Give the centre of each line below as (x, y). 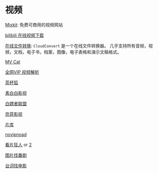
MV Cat (13, 62)
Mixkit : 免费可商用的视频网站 (34, 25)
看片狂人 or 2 (18, 144)
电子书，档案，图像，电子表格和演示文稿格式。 (74, 52)
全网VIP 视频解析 (22, 72)
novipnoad (16, 134)
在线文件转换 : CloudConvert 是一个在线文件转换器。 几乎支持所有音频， (77, 45)
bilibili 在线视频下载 (25, 35)
